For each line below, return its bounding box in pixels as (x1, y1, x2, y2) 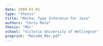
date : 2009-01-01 (5, 7, 40, 12)
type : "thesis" (5, 11, 36, 16)
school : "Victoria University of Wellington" (5, 29, 99, 34)
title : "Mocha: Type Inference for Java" (5, 16, 90, 21)
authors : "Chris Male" (5, 20, 51, 25)
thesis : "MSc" (5, 25, 34, 30)
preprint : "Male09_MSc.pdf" (5, 34, 62, 39)
